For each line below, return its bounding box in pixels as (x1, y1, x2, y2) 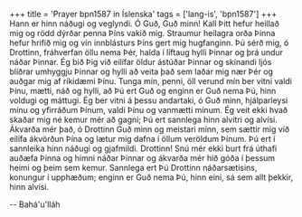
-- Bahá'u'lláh (9, 199, 61, 210)
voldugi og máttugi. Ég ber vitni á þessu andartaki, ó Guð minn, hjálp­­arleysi (9, 95, 288, 106)
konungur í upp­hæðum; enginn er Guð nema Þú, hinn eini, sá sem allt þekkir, (9, 172, 294, 183)
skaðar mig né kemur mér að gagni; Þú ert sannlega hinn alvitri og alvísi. (9, 114, 278, 125)
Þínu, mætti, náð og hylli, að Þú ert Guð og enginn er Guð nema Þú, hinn (9, 86, 277, 96)
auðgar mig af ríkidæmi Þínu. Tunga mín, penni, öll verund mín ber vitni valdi (9, 76, 292, 86)
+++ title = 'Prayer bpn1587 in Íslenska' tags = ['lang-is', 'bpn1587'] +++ (9, 9, 278, 19)
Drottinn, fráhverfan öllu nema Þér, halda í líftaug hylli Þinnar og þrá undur (9, 47, 283, 58)
